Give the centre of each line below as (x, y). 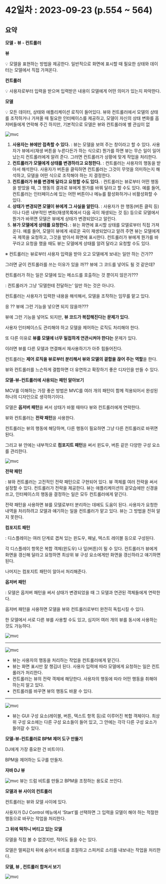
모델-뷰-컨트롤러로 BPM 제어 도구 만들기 (44, 739)
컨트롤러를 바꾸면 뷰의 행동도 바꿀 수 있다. (52, 691)
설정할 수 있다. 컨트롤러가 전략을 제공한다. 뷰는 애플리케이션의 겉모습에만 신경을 (82, 488)
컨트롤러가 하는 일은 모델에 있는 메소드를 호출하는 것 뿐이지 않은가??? (72, 275)
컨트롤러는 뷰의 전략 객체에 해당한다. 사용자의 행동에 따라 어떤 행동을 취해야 (85, 679)
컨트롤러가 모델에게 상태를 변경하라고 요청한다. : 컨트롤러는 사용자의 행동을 (84, 163)
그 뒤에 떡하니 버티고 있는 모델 (34, 829)
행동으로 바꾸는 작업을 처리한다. (36, 818)
